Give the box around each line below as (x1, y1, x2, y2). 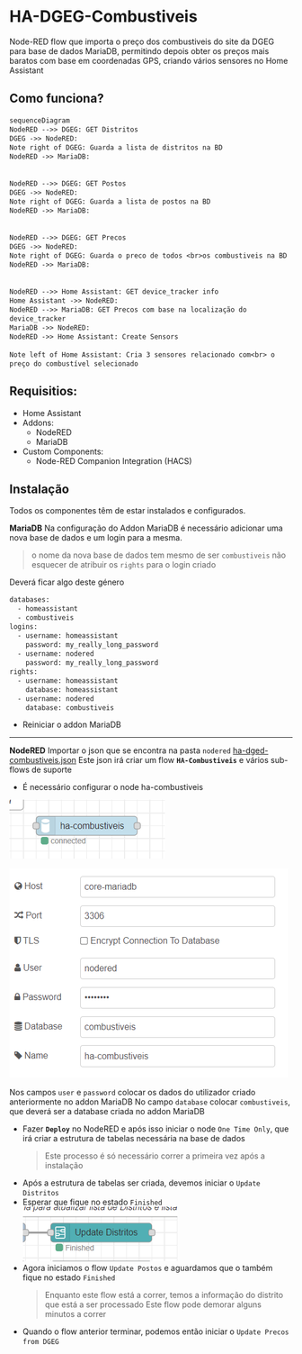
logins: (9, 622, 39, 632)
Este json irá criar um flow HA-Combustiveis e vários (77, 755, 270, 766)
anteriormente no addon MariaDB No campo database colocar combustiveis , (9, 1096, 290, 1107)
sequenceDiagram (9, 115, 70, 125)
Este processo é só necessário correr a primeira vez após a (44, 1150, 265, 1161)
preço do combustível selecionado (9, 359, 139, 368)
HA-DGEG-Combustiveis (9, 6, 198, 27)
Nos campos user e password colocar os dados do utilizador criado (9, 1087, 256, 1098)
